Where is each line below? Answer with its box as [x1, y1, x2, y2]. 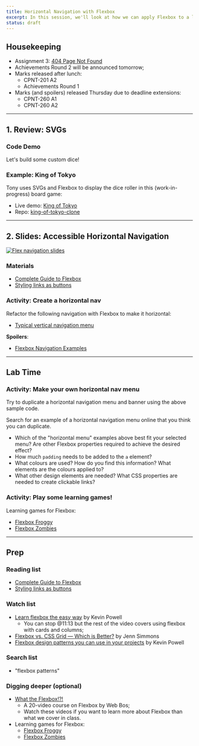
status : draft [6, 20, 41, 26]
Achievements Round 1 [23, 83, 79, 90]
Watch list [6, 600, 36, 608]
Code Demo [6, 142, 41, 150]
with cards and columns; [23, 626, 84, 633]
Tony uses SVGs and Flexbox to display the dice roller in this [6, 184, 153, 191]
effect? [14, 447, 33, 454]
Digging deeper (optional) [6, 682, 82, 690]
